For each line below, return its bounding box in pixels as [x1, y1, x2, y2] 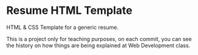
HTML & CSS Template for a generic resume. [6, 24, 119, 31]
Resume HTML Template [6, 4, 132, 18]
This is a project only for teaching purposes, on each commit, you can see [6, 35, 193, 42]
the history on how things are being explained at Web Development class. [6, 42, 191, 49]
